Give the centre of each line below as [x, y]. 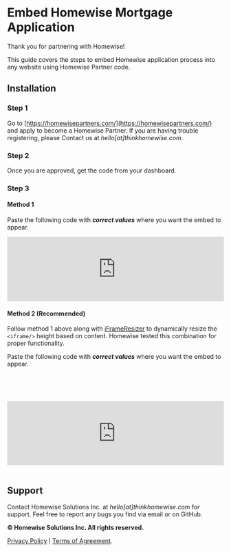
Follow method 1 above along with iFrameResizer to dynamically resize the [112, 329]
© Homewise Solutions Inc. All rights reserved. [76, 528]
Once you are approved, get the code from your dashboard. [92, 170]
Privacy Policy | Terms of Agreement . [60, 541]
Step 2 [18, 155]
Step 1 [18, 108]
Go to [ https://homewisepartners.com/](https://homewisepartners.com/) [110, 123]
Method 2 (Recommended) [46, 313]
